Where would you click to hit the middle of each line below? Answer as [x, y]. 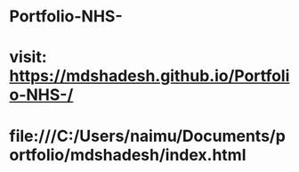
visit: [28, 57]
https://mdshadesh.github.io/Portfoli [149, 76]
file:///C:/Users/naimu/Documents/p [148, 136]
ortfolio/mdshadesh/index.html [128, 155]
